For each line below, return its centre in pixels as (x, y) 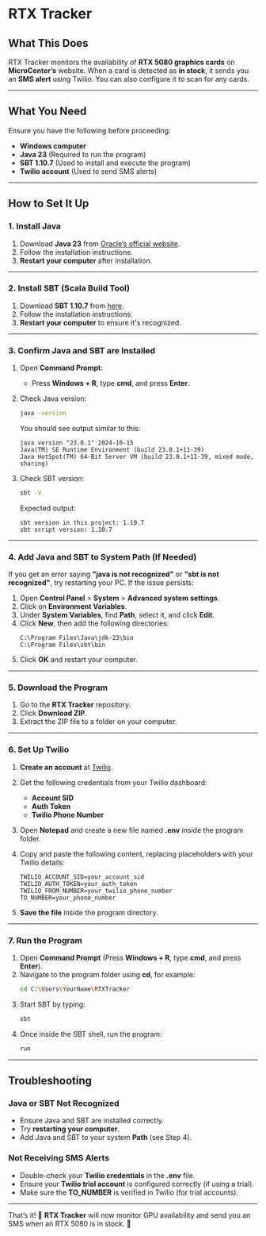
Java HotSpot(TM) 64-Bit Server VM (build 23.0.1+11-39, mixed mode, (137, 456)
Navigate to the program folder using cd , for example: (107, 975)
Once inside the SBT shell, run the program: (91, 1034)
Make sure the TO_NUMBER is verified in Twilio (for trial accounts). (129, 1192)
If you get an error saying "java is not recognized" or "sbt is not (114, 574)
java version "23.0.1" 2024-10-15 (76, 443)
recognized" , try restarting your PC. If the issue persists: (101, 583)
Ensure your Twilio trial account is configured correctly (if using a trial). (137, 1184)
